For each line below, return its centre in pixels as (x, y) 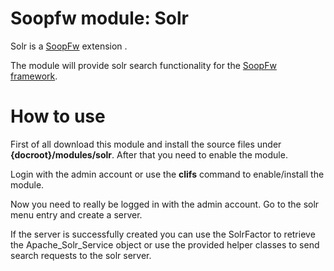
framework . (34, 76)
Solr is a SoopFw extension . (69, 46)
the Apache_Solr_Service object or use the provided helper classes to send (165, 244)
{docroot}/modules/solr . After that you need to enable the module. (149, 154)
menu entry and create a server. (76, 214)
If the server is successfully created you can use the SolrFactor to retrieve (163, 234)
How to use (58, 116)
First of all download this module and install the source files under (146, 144)
